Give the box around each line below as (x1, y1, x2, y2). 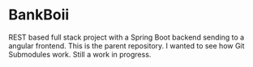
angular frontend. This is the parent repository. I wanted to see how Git (8, 40, 245, 50)
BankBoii (8, 6, 70, 24)
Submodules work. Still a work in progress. (8, 49, 152, 59)
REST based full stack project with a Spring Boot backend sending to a (8, 32, 245, 42)
